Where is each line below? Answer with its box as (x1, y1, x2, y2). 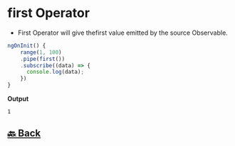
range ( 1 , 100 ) (20, 48, 62, 56)
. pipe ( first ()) (20, 55, 66, 62)
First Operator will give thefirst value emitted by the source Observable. (17, 28, 228, 37)
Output (7, 94, 29, 103)
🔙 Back (7, 128, 41, 140)
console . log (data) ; (26, 69, 84, 76)
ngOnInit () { (7, 42, 46, 49)
